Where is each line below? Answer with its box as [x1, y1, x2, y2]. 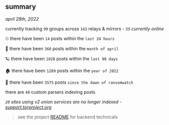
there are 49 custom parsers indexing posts [5, 89, 96, 95]
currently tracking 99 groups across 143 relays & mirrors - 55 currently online [5, 26, 164, 32]
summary [5, 3, 36, 11]
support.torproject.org [5, 104, 52, 110]
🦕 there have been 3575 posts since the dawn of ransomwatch [5, 79, 134, 85]
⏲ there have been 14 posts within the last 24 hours [5, 35, 115, 41]
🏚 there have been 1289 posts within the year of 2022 [5, 68, 119, 74]
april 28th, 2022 [5, 16, 39, 22]
